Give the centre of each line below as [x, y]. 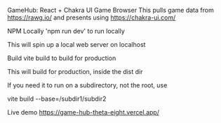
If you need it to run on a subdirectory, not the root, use [87, 85]
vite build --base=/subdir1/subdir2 [57, 99]
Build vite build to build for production [62, 58]
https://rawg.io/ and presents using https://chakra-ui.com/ [92, 17]
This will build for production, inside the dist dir [75, 72]
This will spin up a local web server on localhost [76, 44]
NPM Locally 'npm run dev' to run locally [66, 31]
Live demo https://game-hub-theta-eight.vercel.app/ [83, 112]
